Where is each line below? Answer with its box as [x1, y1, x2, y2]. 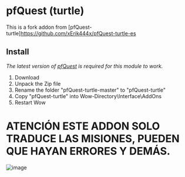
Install [6, 47, 29, 57]
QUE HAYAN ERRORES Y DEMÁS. [6, 144, 170, 158]
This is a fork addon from [6, 24, 68, 31]
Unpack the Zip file [14, 80, 61, 87]
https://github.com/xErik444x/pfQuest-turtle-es [20, 29, 136, 36]
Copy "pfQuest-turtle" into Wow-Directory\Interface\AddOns [14, 92, 162, 99]
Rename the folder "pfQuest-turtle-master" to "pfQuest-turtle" [14, 86, 166, 93]
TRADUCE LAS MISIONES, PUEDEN [6, 132, 180, 145]
